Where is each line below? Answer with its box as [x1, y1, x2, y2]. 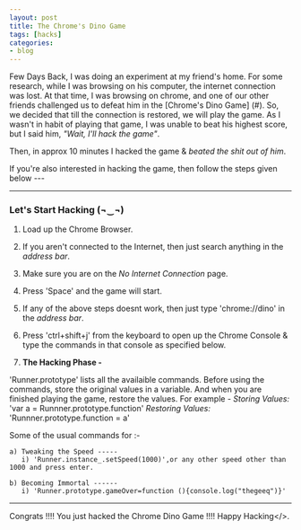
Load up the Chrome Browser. [21, 224, 133, 234]
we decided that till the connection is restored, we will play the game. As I [9, 110, 280, 120]
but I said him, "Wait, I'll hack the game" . [9, 128, 160, 139]
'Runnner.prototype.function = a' [9, 412, 130, 423]
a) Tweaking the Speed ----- [9, 447, 118, 456]
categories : [9, 38, 54, 48]
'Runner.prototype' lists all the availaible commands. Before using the [9, 375, 265, 385]
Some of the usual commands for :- [9, 430, 141, 441]
